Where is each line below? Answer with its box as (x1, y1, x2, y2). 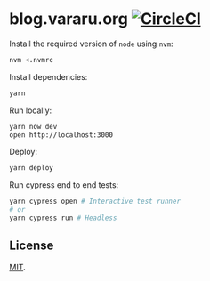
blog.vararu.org (9, 9, 129, 29)
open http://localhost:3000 (9, 130, 114, 140)
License (9, 238, 54, 253)
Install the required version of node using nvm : (9, 38, 174, 49)
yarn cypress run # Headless (9, 213, 117, 222)
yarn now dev (9, 122, 58, 131)
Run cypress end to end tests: (9, 180, 119, 190)
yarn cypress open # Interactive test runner (9, 197, 181, 206)
